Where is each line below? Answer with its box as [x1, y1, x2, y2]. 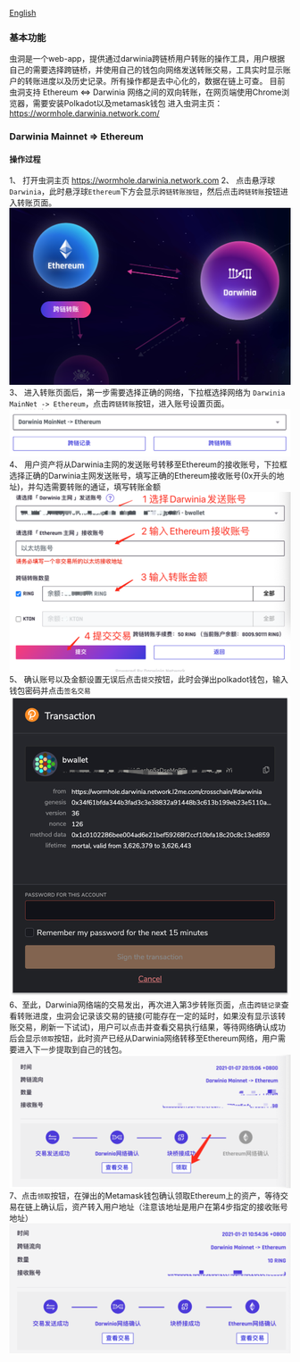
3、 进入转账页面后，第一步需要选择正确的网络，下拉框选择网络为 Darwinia [9, 387, 286, 397]
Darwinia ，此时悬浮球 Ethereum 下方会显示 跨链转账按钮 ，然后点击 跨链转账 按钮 [9, 187, 281, 197]
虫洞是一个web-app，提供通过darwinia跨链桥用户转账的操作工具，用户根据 [9, 54, 286, 64]
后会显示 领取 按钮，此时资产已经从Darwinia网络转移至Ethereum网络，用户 [9, 1032, 279, 1043]
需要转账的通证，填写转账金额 [51, 481, 162, 492]
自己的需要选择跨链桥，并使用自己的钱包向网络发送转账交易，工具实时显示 [9, 64, 283, 75]
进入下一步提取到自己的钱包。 [16, 1044, 127, 1055]
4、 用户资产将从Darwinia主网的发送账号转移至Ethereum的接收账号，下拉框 [9, 459, 287, 470]
